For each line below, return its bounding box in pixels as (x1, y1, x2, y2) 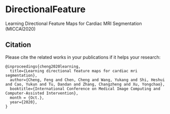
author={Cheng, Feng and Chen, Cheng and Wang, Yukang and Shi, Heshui (10, 77, 165, 82)
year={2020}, (10, 99, 38, 105)
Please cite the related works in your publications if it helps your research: (5, 54, 161, 60)
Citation (5, 41, 32, 49)
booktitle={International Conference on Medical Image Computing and (10, 86, 160, 91)
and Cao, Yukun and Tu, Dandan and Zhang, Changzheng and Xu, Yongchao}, (5, 81, 165, 87)
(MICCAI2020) (5, 25, 36, 32)
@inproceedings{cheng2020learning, (5, 64, 81, 69)
